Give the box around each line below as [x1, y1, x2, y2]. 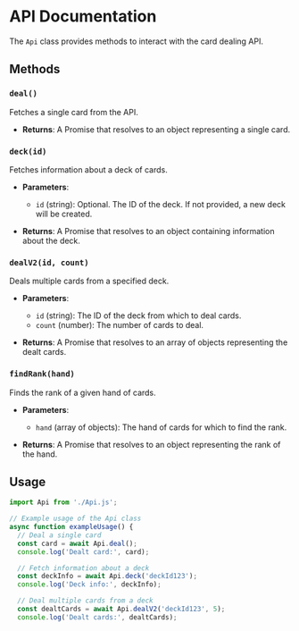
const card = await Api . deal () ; [17, 539, 138, 548]
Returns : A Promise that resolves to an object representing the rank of [21, 439, 281, 450]
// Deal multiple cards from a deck [17, 596, 154, 605]
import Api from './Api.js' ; [9, 498, 118, 507]
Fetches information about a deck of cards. [9, 164, 168, 175]
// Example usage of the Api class [9, 514, 142, 524]
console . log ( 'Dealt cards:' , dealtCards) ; [17, 612, 178, 622]
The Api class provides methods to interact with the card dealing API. [9, 36, 263, 46]
